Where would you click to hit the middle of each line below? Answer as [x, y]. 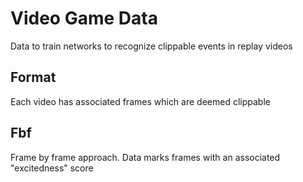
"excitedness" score [52, 168]
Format [33, 77]
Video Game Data [84, 18]
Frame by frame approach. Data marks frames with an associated [145, 157]
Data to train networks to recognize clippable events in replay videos [151, 46]
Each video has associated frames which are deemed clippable [140, 101]
